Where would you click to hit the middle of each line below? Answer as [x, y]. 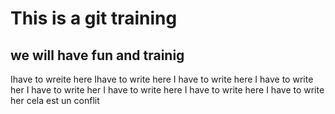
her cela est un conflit [55, 100]
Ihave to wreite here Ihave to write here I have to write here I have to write [162, 79]
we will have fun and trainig [97, 55]
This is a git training [94, 18]
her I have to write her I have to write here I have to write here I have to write [167, 90]
